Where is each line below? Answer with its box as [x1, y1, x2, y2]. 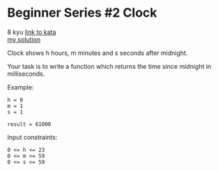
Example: [7, 83, 34, 91]
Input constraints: [7, 133, 58, 141]
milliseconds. [7, 70, 45, 78]
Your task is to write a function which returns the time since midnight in [7, 62, 212, 70]
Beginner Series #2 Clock [7, 5, 157, 21]
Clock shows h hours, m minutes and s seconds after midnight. [7, 49, 188, 57]
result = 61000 [7, 120, 52, 128]
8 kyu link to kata [7, 28, 56, 36]
